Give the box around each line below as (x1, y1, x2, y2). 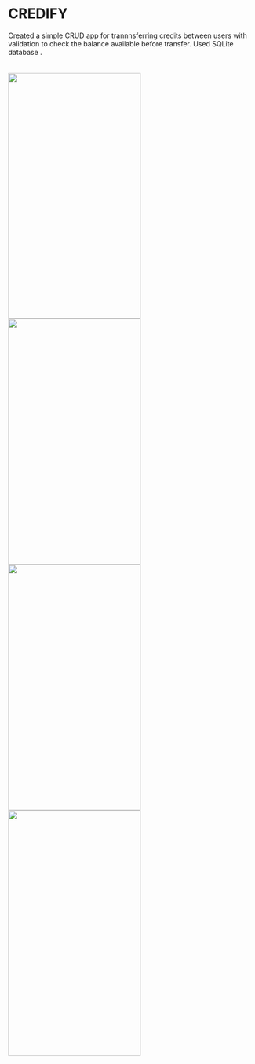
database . (8, 47, 43, 57)
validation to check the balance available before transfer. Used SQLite (8, 39, 234, 48)
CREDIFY (8, 5, 68, 23)
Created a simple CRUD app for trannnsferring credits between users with (8, 31, 247, 40)
